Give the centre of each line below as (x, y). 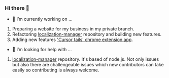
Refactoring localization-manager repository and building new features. (87, 34)
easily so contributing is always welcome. (56, 70)
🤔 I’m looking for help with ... (42, 50)
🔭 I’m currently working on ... (42, 19)
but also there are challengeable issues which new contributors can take (88, 65)
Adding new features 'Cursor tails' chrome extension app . (72, 40)
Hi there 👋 (17, 8)
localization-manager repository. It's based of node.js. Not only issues (86, 59)
